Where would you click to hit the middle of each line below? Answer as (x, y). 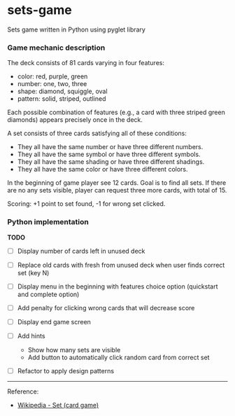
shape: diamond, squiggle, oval (62, 91)
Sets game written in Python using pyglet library (76, 29)
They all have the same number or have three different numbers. (110, 147)
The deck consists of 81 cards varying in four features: (86, 63)
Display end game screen (54, 321)
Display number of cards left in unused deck (81, 251)
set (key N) (33, 272)
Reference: (23, 391)
